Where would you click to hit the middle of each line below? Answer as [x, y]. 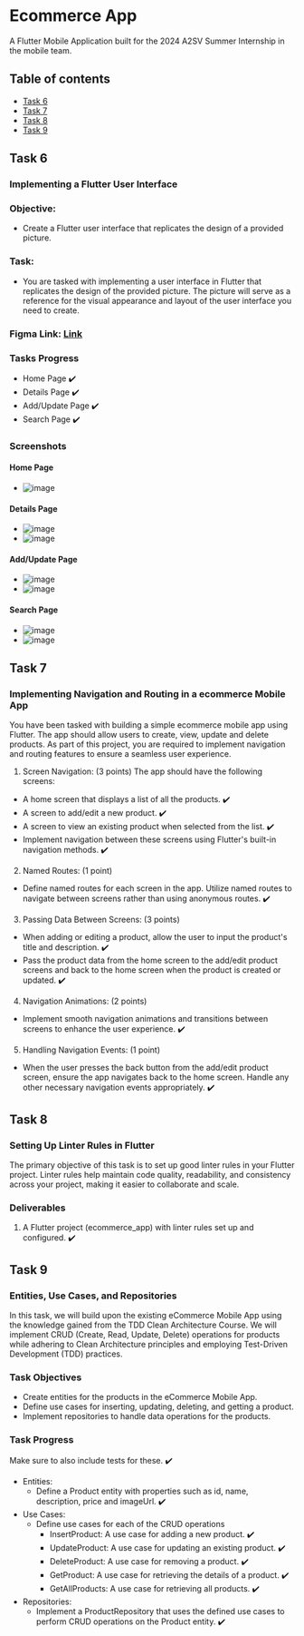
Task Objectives [46, 1377]
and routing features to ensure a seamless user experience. [121, 754]
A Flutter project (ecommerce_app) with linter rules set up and [138, 1228]
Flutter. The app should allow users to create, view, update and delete [139, 735]
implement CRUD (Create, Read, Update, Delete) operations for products [145, 1334]
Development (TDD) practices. [66, 1354]
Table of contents [60, 79]
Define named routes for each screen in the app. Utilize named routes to [157, 888]
